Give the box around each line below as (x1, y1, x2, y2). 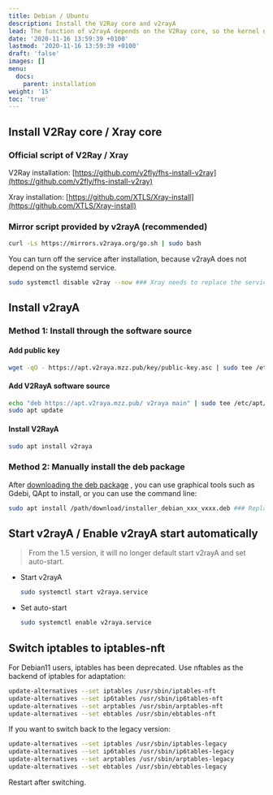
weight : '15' (8, 87, 53, 96)
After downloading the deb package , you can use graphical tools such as (8, 480, 255, 490)
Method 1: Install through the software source (8, 326, 193, 337)
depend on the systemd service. (8, 263, 117, 273)
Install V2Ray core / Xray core (8, 125, 162, 139)
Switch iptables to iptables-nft (8, 641, 165, 655)
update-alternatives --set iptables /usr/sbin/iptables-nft (8, 687, 217, 695)
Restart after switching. (8, 777, 87, 787)
